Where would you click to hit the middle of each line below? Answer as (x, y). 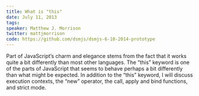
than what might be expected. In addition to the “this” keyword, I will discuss (99, 75)
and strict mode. (26, 87)
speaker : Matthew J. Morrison (44, 28)
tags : (13, 23)
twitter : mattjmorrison (36, 34)
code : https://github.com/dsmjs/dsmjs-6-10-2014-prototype (81, 39)
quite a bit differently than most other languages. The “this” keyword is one (98, 62)
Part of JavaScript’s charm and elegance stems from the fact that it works (97, 56)
